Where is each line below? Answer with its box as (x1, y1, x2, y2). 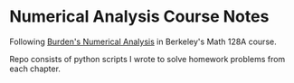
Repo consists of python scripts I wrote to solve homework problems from (9, 53, 286, 64)
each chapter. (9, 63, 62, 74)
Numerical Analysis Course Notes (9, 6, 270, 27)
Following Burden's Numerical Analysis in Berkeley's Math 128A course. (9, 36, 278, 47)
